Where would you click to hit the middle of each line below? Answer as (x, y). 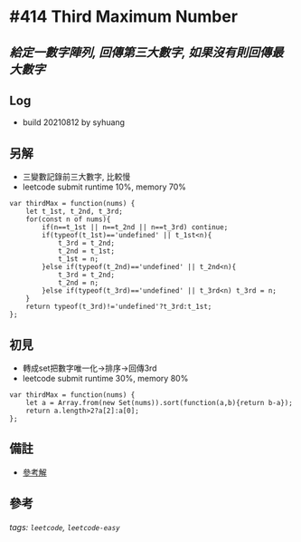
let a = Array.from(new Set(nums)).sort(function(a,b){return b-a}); (160, 403)
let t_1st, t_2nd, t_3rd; (75, 212)
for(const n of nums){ (68, 219)
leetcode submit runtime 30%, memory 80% (105, 379)
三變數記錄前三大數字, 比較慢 (76, 177)
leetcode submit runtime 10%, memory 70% (104, 187)
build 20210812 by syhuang (73, 122)
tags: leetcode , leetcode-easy (65, 527)
